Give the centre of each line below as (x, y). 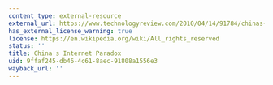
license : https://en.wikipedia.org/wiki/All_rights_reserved (114, 38)
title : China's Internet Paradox (65, 53)
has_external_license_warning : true (70, 31)
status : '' (27, 46)
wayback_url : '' (36, 69)
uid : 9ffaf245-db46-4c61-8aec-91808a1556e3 (83, 62)
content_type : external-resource (65, 16)
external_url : (32, 23)
